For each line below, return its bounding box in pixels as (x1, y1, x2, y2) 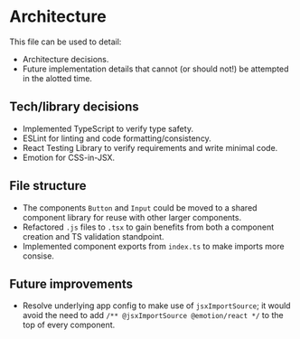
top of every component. (22, 319, 116, 331)
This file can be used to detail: (9, 36, 122, 47)
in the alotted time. (22, 72, 93, 83)
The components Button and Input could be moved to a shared (22, 202, 258, 213)
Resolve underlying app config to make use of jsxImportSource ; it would (22, 300, 291, 311)
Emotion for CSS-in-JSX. (22, 152, 116, 163)
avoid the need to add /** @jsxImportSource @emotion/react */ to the (22, 310, 284, 321)
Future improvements (9, 276, 134, 291)
